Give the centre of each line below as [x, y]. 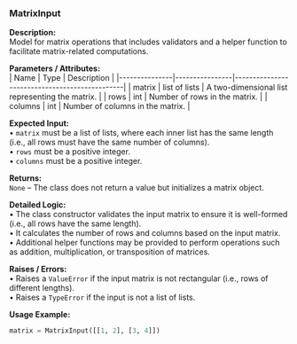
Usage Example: [40, 315]
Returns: [26, 178]
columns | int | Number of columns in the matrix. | [100, 106]
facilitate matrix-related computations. [79, 51]
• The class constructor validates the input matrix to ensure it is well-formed [148, 215]
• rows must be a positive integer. [70, 152]
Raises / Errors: [38, 270]
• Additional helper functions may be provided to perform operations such [145, 243]
